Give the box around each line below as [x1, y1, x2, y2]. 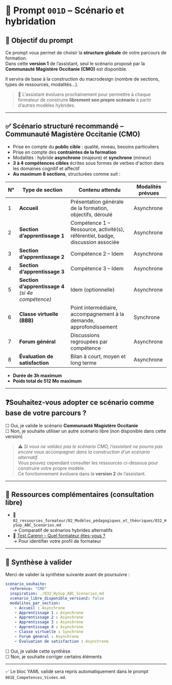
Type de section [22, 186, 63, 193]
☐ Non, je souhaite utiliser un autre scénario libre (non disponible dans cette [5, 428, 166, 434]
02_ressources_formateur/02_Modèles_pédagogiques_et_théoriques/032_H [12, 518, 167, 523]
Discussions [70, 331, 100, 338]
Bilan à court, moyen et [70, 353, 126, 360]
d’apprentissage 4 [19, 282, 65, 290]
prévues [138, 189, 160, 197]
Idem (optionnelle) [70, 286, 115, 293]
